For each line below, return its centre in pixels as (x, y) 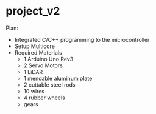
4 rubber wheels (44, 98)
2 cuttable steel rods (49, 85)
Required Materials (38, 52)
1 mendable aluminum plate (58, 78)
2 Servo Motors (43, 65)
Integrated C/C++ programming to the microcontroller (82, 39)
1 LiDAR (33, 72)
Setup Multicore (35, 46)
